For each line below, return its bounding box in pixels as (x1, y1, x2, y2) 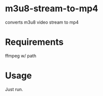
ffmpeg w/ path (5, 53, 37, 59)
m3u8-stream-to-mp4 (5, 3, 99, 14)
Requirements (5, 36, 64, 48)
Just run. (5, 86, 24, 92)
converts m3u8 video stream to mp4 (5, 19, 79, 25)
